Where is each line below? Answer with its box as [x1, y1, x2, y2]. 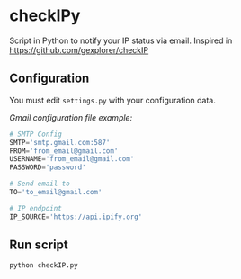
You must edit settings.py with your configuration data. [9, 94, 216, 105]
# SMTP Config [9, 130, 63, 139]
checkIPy [9, 5, 81, 26]
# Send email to [9, 179, 70, 189]
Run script [9, 238, 69, 253]
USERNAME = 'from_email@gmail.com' [9, 155, 135, 164]
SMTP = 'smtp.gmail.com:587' [9, 138, 111, 147]
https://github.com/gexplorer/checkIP [9, 44, 149, 55]
